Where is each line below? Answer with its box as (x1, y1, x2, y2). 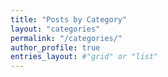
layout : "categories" (10, 24, 101, 34)
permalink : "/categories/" (10, 33, 123, 43)
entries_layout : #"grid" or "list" (10, 52, 159, 62)
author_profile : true (10, 42, 101, 53)
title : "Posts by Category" (10, 14, 128, 25)
